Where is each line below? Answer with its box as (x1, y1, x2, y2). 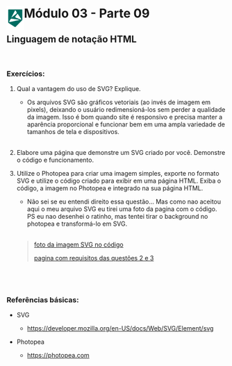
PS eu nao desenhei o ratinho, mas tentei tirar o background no (26, 213, 208, 221)
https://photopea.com (26, 351, 90, 359)
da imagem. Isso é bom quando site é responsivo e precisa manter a (26, 113, 223, 122)
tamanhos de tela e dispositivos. (26, 128, 119, 136)
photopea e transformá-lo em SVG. (26, 219, 128, 228)
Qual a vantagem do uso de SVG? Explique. (16, 85, 141, 93)
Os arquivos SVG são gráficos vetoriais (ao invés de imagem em (26, 98, 211, 106)
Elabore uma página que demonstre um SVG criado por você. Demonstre (16, 149, 226, 157)
